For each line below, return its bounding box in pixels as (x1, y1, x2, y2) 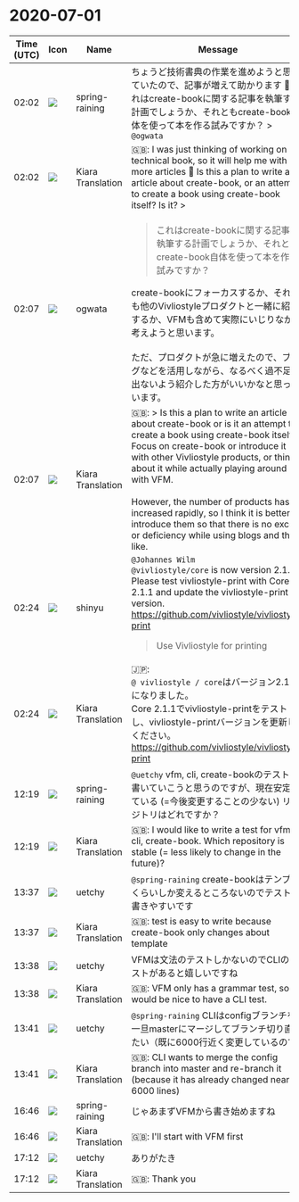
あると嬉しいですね (158, 966, 238, 979)
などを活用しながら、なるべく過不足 (140, 364, 292, 377)
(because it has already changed (131, 1073, 269, 1085)
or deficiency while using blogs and (131, 528, 280, 541)
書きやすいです (131, 899, 194, 912)
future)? (131, 857, 165, 869)
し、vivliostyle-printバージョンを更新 (131, 716, 287, 728)
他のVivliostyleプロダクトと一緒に (140, 300, 282, 312)
